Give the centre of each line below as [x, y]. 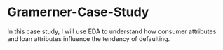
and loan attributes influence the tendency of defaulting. [89, 38]
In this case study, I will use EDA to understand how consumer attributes [112, 31]
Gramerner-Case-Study [78, 12]
